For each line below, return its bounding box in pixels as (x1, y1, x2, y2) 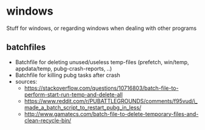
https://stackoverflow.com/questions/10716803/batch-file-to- (24, 84, 179, 92)
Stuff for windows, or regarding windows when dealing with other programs (6, 24, 197, 32)
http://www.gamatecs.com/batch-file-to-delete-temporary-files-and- (24, 110, 199, 117)
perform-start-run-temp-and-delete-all (24, 90, 123, 98)
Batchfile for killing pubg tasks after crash (15, 71, 121, 79)
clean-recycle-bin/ (24, 117, 71, 124)
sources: (15, 78, 38, 85)
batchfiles (6, 42, 46, 52)
